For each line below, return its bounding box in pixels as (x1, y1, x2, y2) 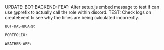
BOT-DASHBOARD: (5, 24, 36, 29)
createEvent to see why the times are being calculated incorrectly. (5, 15, 139, 20)
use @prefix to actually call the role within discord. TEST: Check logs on (5, 9, 151, 15)
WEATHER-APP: (5, 41, 32, 46)
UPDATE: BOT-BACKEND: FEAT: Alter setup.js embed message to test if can (5, 4, 159, 10)
